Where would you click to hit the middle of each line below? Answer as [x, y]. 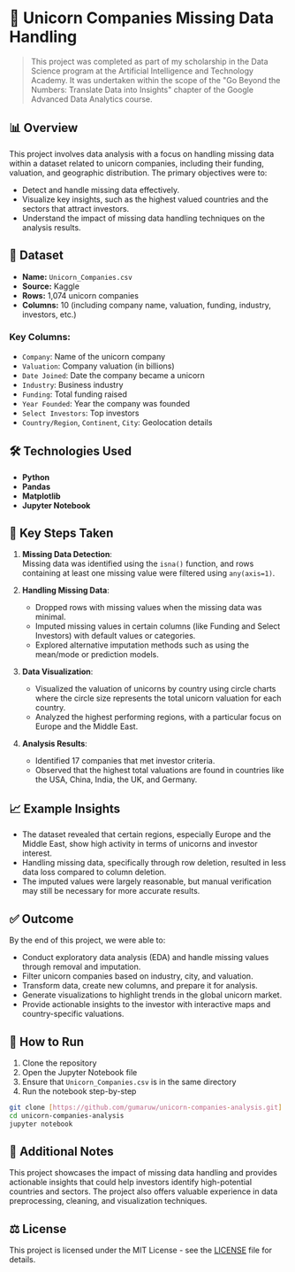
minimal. [50, 617]
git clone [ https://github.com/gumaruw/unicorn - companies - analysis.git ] [146, 1107]
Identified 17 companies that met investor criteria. [125, 761]
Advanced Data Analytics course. [91, 99]
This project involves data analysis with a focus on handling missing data [142, 153]
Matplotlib [41, 496]
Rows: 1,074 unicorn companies [80, 295]
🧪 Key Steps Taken [61, 534]
